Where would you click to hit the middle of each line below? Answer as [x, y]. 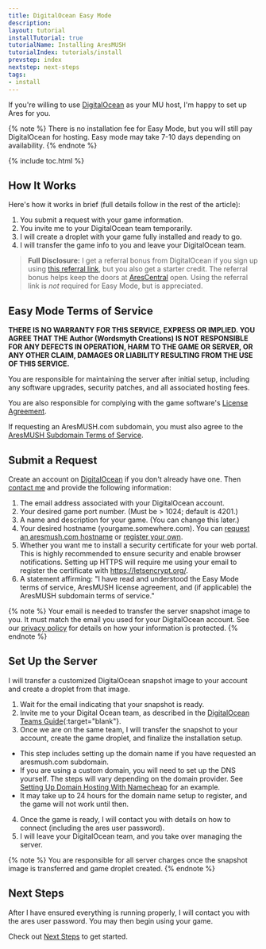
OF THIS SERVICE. [39, 364]
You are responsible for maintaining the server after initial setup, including [129, 379]
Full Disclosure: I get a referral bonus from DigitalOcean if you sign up [143, 261]
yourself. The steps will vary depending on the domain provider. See [131, 778]
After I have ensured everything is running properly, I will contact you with [129, 912]
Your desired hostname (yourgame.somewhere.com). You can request [135, 528]
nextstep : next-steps [44, 67]
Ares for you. [29, 113]
